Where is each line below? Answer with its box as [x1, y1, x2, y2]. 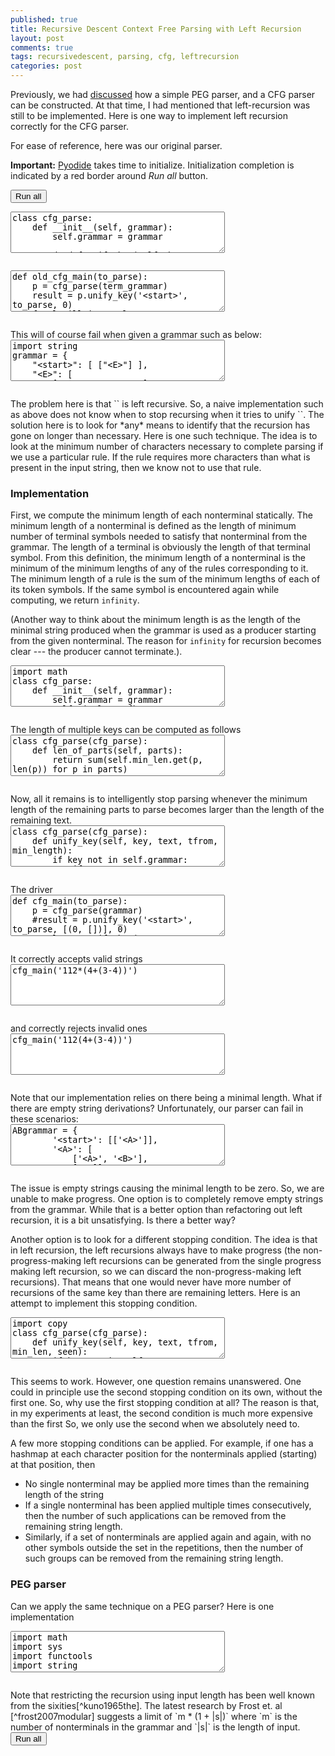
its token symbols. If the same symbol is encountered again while [10, 584, 280, 596]
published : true [10, 14, 78, 25]
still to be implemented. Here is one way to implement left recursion [10, 110, 288, 121]
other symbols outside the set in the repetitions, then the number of [24, 1542, 304, 1554]
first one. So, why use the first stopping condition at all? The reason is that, [10, 1397, 320, 1409]
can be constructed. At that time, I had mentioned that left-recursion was [10, 99, 311, 111]
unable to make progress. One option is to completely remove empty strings [10, 1193, 324, 1205]
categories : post [10, 61, 83, 71]
